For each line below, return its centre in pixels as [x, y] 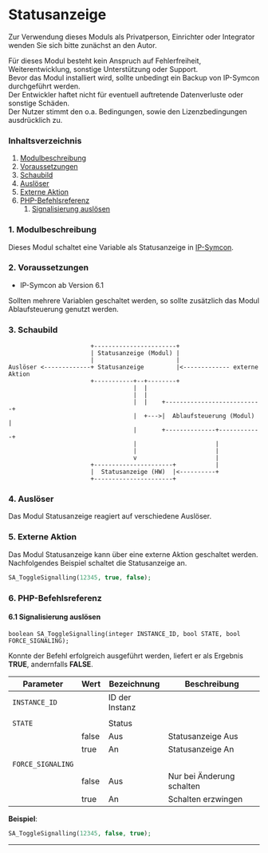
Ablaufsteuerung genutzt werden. [63, 309]
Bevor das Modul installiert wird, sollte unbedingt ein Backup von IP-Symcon [134, 77]
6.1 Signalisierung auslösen [55, 617]
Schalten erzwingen [205, 799]
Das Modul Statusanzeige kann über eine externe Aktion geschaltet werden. [133, 554]
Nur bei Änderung [201, 776]
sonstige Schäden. [39, 103]
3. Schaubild [33, 330]
